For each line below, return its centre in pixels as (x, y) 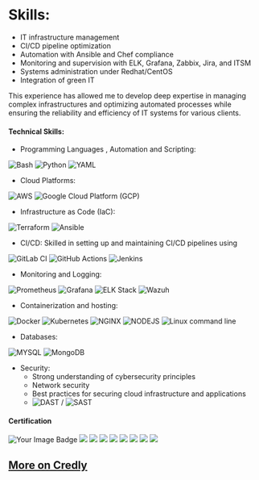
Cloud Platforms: (48, 181)
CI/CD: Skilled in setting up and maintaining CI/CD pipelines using (129, 243)
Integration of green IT (57, 80)
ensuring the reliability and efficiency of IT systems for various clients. (125, 113)
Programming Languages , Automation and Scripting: (108, 149)
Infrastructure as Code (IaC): (68, 212)
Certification (30, 420)
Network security (61, 386)
